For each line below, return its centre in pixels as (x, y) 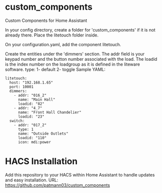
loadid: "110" (32, 138)
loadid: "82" (31, 104)
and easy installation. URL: (32, 180)
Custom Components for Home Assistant (46, 20)
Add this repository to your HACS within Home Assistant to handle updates (80, 175)
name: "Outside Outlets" (43, 133)
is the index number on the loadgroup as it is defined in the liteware (72, 64)
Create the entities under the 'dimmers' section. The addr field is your (75, 54)
